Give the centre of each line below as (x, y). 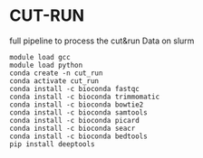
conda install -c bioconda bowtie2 (77, 105)
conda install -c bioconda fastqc (75, 88)
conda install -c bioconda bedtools (78, 136)
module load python (46, 65)
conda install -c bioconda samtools (78, 112)
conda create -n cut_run (56, 73)
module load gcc (40, 57)
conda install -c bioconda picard (75, 120)
